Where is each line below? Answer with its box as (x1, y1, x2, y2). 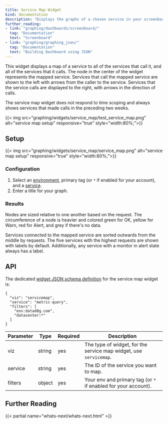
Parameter (7, 332, 33, 339)
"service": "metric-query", (9, 300, 68, 305)
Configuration (5, 166, 40, 173)
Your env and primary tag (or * (84, 376, 156, 383)
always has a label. (5, 248, 44, 254)
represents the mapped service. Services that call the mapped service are (5, 74, 158, 80)
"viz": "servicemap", (9, 295, 55, 300)
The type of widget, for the (84, 341, 147, 348)
